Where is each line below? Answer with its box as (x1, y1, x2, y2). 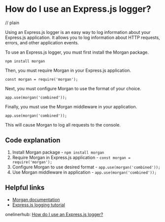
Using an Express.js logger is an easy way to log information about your (5, 29, 151, 35)
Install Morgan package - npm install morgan (12, 149, 104, 155)
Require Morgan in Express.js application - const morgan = (12, 154, 131, 160)
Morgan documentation (12, 196, 60, 202)
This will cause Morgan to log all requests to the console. (5, 122, 121, 127)
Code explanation (5, 136, 61, 145)
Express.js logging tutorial (12, 202, 66, 208)
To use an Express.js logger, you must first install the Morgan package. (5, 49, 149, 55)
